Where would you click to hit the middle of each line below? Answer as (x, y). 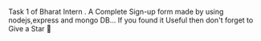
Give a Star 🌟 (30, 29)
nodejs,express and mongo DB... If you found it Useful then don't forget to (131, 20)
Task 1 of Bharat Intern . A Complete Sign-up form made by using (116, 12)
